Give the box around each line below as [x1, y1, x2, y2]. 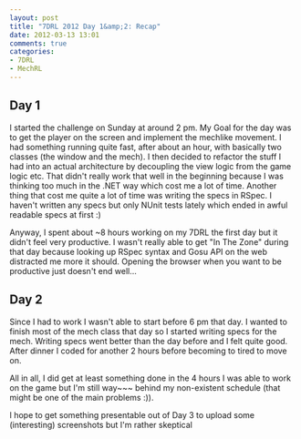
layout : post [9, 13, 59, 23]
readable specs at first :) [9, 209, 102, 219]
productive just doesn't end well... [9, 265, 137, 276]
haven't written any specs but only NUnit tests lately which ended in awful [9, 199, 288, 210]
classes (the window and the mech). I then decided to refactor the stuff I [9, 151, 282, 162]
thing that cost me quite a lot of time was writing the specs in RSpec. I [9, 189, 272, 200]
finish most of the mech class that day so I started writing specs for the [9, 325, 277, 337]
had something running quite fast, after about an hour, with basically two [9, 141, 283, 152]
